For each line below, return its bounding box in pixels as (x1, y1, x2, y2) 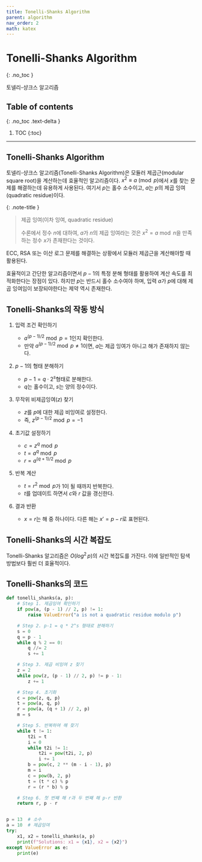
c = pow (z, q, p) (17, 695, 61, 701)
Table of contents (6, 102, 73, 112)
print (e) (17, 850, 39, 856)
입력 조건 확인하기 (14, 321, 57, 328)
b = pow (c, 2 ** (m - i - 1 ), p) (28, 762, 112, 768)
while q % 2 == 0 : (17, 639, 63, 645)
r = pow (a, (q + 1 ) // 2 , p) (17, 706, 90, 712)
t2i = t (28, 733, 47, 740)
